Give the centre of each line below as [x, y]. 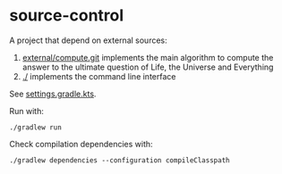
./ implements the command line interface [99, 76]
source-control [67, 16]
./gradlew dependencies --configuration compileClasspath [120, 160]
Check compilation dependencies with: [81, 144]
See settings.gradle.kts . [53, 94]
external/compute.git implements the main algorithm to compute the [148, 57]
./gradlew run [36, 127]
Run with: [27, 111]
